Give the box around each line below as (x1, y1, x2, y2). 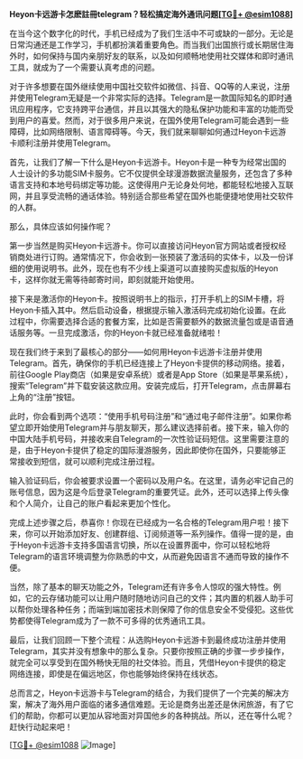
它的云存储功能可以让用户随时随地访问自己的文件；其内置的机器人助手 (24, 593, 286, 604)
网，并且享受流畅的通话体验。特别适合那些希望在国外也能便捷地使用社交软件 (9, 191, 294, 201)
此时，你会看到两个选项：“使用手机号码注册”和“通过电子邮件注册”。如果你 (9, 411, 284, 421)
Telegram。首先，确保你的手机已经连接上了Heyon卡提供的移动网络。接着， (9, 358, 290, 369)
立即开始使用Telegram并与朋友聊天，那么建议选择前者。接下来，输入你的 (16, 422, 289, 433)
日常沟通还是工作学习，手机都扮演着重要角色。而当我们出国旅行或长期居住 (9, 40, 286, 50)
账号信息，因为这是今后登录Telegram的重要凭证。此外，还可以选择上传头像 (9, 487, 289, 497)
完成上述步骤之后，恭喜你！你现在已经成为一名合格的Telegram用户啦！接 (9, 517, 281, 528)
